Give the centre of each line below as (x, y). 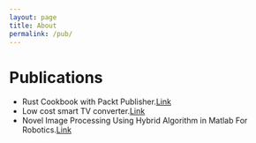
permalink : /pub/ (41, 34)
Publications (56, 77)
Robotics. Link (47, 130)
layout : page (33, 17)
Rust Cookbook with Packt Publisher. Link (97, 102)
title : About (33, 26)
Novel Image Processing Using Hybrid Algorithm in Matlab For (135, 121)
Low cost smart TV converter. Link (83, 111)
